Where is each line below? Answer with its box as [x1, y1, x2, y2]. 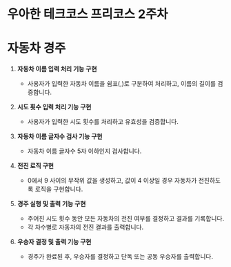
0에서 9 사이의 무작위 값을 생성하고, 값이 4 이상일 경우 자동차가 [27, 176, 197, 185]
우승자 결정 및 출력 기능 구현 [17, 238, 92, 246]
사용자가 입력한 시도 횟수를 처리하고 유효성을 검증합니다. [27, 118, 179, 126]
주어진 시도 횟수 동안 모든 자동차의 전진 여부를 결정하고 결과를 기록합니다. [27, 214, 225, 223]
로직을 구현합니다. [34, 185, 83, 194]
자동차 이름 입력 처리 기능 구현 [17, 65, 97, 73]
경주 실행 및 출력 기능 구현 [17, 200, 86, 208]
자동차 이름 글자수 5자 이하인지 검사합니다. [27, 147, 142, 156]
